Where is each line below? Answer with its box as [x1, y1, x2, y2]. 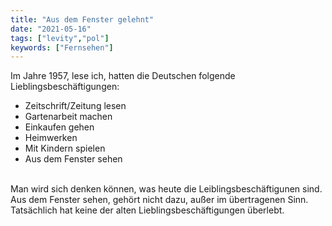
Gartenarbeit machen [24, 111, 113, 123]
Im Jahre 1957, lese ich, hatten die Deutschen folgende [10, 70, 236, 82]
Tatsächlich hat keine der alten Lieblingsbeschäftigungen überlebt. [10, 204, 285, 216]
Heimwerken [24, 132, 78, 144]
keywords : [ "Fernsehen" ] [10, 42, 114, 53]
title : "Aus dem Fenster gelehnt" [10, 14, 155, 25]
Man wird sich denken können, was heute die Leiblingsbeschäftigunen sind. [10, 183, 323, 195]
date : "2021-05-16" [10, 24, 92, 34]
